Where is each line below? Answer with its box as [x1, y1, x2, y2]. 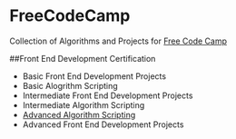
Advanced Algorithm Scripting [22, 109, 136, 120]
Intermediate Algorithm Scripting [22, 99, 145, 110]
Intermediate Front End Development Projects [22, 90, 193, 101]
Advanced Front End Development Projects [22, 119, 184, 130]
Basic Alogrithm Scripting [22, 80, 118, 91]
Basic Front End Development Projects [22, 70, 166, 82]
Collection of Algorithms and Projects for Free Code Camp [9, 35, 228, 46]
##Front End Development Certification [9, 53, 156, 64]
